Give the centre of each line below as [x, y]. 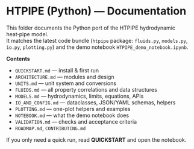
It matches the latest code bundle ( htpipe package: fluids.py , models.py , [97, 40]
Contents [18, 59]
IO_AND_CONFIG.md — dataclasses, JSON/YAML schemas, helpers [95, 102]
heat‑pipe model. [27, 34]
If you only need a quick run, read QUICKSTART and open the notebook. [96, 139]
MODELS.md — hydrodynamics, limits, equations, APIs [79, 96]
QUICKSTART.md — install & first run [57, 70]
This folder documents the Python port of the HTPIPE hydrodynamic [91, 28]
